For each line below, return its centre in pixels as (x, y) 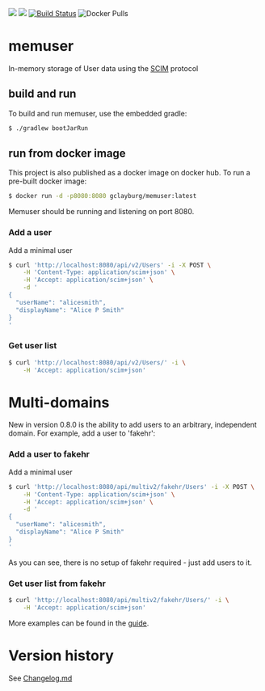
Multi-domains (59, 402)
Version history (61, 655)
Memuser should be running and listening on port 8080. (101, 212)
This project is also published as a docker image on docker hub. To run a (129, 173)
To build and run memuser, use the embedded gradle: (98, 113)
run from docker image (67, 154)
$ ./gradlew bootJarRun (48, 128)
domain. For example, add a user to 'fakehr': (82, 433)
